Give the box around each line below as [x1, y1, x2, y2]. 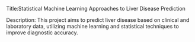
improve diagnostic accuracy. [6, 29, 78, 36]
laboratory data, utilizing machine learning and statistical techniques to [6, 23, 179, 30]
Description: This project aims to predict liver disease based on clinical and [6, 17, 190, 23]
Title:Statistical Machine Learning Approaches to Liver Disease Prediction [6, 5, 186, 12]
